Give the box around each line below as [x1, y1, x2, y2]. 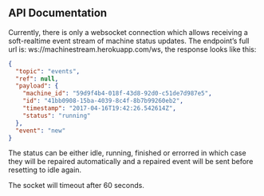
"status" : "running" [22, 112, 91, 120]
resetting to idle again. [8, 165, 82, 174]
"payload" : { [15, 82, 59, 90]
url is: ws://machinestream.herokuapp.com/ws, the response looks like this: [8, 44, 257, 54]
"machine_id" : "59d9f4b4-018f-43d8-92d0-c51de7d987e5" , [22, 89, 213, 98]
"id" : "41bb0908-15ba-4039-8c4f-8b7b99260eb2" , [22, 97, 183, 105]
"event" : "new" [15, 127, 66, 135]
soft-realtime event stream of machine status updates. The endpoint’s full [8, 36, 250, 45]
